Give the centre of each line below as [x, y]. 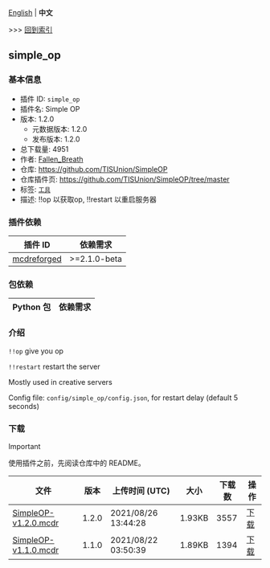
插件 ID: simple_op [50, 99]
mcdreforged [37, 259]
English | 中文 [31, 12]
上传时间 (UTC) [141, 491]
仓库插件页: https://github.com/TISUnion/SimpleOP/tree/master [125, 179]
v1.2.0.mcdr [35, 523]
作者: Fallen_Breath [51, 159]
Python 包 [32, 307]
